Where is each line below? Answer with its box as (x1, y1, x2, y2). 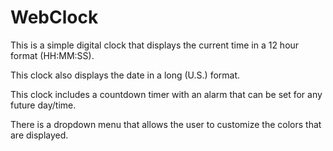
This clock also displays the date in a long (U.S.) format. (10, 69, 241, 81)
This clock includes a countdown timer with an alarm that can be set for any (10, 88, 323, 100)
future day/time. (10, 99, 77, 111)
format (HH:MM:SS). (10, 49, 95, 61)
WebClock (10, 6, 99, 29)
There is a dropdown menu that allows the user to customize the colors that (10, 118, 322, 130)
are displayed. (10, 129, 69, 141)
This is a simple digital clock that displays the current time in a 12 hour (10, 39, 300, 51)
